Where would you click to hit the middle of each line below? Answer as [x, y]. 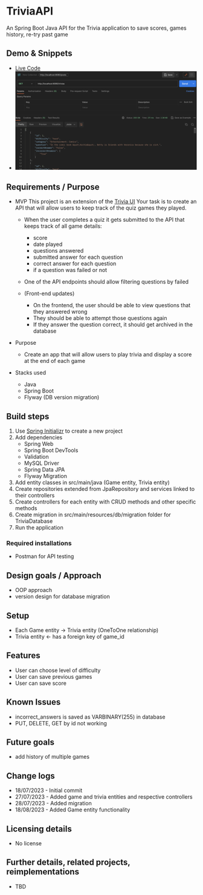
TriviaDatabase [34, 521]
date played [48, 244]
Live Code [28, 68]
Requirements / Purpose [53, 187]
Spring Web [39, 444]
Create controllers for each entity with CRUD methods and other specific [105, 502]
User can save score [40, 683]
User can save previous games [53, 676]
